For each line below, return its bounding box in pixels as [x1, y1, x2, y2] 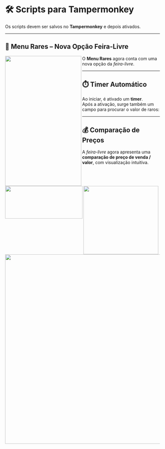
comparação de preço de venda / [82, 154, 151, 160]
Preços [82, 136, 105, 144]
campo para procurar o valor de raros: [82, 106, 160, 112]
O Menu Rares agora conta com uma [82, 55, 157, 62]
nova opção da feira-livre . [82, 61, 135, 67]
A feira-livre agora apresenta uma [82, 149, 151, 155]
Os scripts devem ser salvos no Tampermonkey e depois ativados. [5, 23, 141, 30]
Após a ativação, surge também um [82, 101, 154, 107]
